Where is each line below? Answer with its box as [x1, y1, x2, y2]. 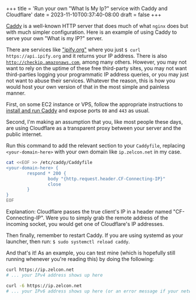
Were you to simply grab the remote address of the [45, 214, 168, 221]
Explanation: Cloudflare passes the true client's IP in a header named [6, 208, 172, 215]
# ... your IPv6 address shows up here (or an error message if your [6, 288, 179, 294]
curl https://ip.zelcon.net [6, 267, 75, 273]
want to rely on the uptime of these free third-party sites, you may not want [6, 65, 187, 72]
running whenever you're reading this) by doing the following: [6, 256, 155, 262]
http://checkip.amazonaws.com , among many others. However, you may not [6, 58, 187, 65]
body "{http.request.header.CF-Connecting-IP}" [47, 176, 166, 182]
